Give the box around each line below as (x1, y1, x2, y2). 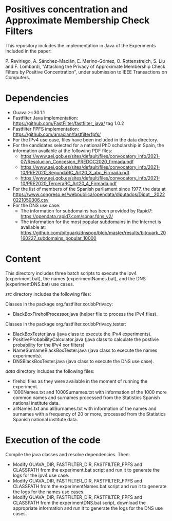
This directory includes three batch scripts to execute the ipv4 (5, 270, 137, 276)
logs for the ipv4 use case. (12, 472, 69, 478)
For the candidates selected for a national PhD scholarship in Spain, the (12, 142, 164, 148)
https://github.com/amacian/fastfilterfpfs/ (12, 131, 101, 137)
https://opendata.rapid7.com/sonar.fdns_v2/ (20, 213, 113, 219)
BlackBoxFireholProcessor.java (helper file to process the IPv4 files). (12, 311, 158, 317)
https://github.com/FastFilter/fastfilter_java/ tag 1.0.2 (12, 120, 124, 127)
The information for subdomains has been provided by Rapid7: (20, 207, 153, 214)
